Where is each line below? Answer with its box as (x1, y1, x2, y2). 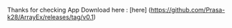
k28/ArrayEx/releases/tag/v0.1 (7, 13, 94, 21)
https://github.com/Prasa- (150, 6, 226, 14)
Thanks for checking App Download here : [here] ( (7, 6, 151, 14)
